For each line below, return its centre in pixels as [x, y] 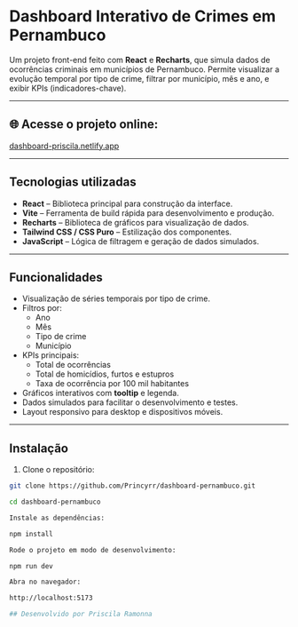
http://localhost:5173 [51, 598]
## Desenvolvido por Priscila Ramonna [81, 615]
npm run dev [31, 566]
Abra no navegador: [45, 582]
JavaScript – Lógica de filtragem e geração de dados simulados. [141, 241]
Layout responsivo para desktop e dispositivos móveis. [122, 412]
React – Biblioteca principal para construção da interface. [127, 203]
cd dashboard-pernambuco [55, 502]
